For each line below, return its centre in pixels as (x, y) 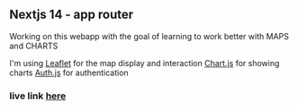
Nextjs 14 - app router (72, 15)
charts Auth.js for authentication (69, 72)
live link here (38, 96)
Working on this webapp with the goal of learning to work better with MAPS (149, 36)
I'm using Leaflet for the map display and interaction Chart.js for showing (144, 63)
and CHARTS (34, 46)
